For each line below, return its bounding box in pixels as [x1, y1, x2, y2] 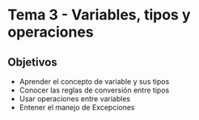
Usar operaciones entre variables [19, 94, 131, 103]
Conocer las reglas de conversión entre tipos [19, 85, 170, 95]
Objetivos [7, 55, 57, 69]
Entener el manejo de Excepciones [19, 103, 135, 112]
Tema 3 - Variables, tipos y [7, 6, 191, 24]
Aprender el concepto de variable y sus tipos [19, 77, 170, 86]
